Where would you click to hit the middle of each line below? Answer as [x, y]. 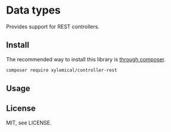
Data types [33, 10]
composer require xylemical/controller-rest [62, 70]
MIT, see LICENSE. [29, 123]
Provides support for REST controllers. [53, 27]
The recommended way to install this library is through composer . [86, 59]
